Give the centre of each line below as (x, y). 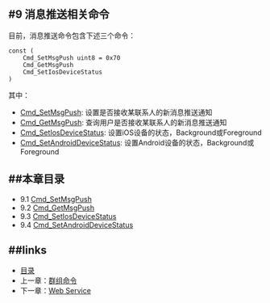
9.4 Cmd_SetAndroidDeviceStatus (77, 225)
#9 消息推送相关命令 (59, 15)
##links (27, 250)
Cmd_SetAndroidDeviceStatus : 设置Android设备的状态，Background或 (137, 142)
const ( (21, 51)
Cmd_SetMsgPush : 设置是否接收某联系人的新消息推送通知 (116, 112)
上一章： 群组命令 (48, 280)
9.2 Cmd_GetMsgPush (57, 208)
